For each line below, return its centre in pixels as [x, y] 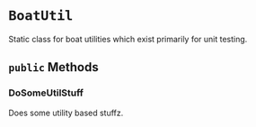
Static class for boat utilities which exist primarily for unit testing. [128, 39]
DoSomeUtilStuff [46, 93]
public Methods [54, 67]
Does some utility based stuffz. [66, 113]
